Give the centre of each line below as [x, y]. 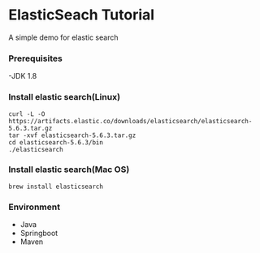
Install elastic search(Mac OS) [69, 169]
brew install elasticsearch [56, 187]
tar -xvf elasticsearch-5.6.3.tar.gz [72, 135]
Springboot [39, 234]
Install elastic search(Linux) [64, 97]
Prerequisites [35, 58]
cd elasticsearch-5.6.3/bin [56, 142]
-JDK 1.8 [23, 76]
